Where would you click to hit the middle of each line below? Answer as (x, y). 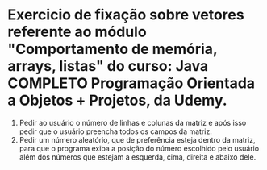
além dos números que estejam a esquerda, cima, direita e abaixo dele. (138, 157)
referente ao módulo (77, 32)
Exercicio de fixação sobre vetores (126, 15)
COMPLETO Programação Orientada (131, 83)
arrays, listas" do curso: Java (108, 66)
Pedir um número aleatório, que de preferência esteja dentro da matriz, (137, 139)
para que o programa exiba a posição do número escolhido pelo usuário (139, 148)
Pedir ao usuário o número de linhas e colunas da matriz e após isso (133, 122)
